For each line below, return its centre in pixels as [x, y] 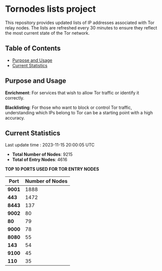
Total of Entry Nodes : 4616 [40, 160]
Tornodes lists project [51, 9]
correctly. [15, 98]
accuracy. [15, 118]
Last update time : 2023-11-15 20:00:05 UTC [50, 145]
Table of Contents [33, 48]
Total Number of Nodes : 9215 [42, 154]
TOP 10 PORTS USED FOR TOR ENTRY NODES [52, 169]
